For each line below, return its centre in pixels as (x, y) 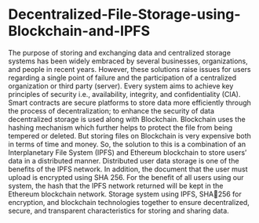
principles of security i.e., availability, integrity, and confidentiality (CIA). (124, 94)
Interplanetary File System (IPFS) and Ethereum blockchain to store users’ (128, 152)
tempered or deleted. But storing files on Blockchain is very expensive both (129, 135)
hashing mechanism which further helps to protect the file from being (120, 128)
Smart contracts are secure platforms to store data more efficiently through (129, 103)
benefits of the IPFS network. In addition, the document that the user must (128, 169)
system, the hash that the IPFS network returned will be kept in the (116, 185)
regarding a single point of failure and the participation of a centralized (122, 77)
